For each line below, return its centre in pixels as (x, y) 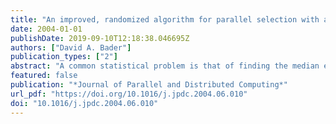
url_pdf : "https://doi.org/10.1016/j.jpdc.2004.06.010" (129, 94)
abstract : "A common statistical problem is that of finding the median (165, 66)
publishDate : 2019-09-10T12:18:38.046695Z (100, 38)
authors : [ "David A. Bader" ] (71, 47)
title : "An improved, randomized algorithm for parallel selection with (165, 19)
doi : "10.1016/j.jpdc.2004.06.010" (84, 103)
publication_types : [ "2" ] (64, 57)
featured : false (44, 76)
